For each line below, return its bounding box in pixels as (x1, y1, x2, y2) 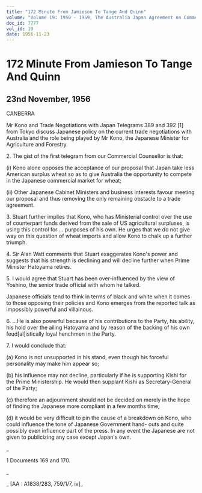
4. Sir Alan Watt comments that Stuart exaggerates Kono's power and (6, 251, 179, 258)
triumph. (6, 239, 27, 246)
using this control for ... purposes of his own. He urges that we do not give (6, 226, 191, 233)
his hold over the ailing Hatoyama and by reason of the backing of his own (6, 324, 191, 331)
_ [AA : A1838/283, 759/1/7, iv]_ (6, 480, 83, 488)
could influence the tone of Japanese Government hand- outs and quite (6, 421, 185, 428)
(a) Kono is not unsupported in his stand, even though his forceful (6, 354, 169, 361)
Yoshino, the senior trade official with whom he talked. (6, 281, 141, 289)
